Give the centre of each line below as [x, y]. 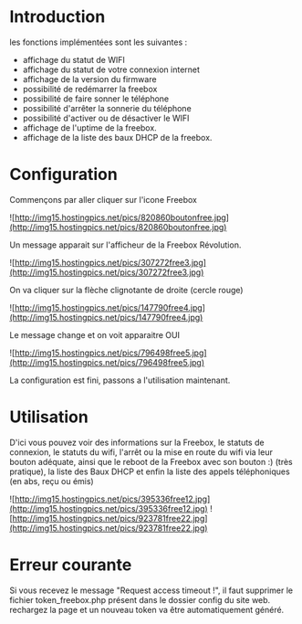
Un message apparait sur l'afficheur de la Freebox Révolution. [125, 245]
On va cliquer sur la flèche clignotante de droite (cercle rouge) [126, 290]
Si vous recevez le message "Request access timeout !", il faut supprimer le [151, 590]
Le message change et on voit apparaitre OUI [95, 334]
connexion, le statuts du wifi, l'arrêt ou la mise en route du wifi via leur [141, 452]
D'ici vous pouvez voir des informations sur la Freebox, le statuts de [137, 442]
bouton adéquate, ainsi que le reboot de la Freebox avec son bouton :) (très [151, 461]
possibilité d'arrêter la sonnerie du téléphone [107, 108]
